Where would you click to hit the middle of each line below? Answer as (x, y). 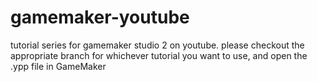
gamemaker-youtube (100, 17)
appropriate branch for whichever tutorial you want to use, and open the (159, 55)
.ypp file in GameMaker (58, 66)
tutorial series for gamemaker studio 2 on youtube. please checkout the (157, 45)
